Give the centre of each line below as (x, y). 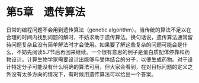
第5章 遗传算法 (46, 12)
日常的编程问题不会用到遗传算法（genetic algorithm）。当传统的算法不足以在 (99, 30)
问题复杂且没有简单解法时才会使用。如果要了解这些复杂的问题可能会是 (97, 44)
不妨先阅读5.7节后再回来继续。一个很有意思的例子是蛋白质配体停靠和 (100, 52)
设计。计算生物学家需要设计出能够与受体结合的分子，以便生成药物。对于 (99, 59)
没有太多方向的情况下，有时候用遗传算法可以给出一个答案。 (84, 74)
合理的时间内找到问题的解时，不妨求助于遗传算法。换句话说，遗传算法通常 (97, 37)
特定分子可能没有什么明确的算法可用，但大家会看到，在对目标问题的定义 (99, 66)
